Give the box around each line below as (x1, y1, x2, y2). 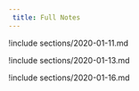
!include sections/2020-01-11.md (8, 37, 129, 48)
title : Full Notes (12, 12, 81, 22)
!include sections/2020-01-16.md (8, 72, 130, 83)
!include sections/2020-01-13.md (8, 54, 130, 65)
